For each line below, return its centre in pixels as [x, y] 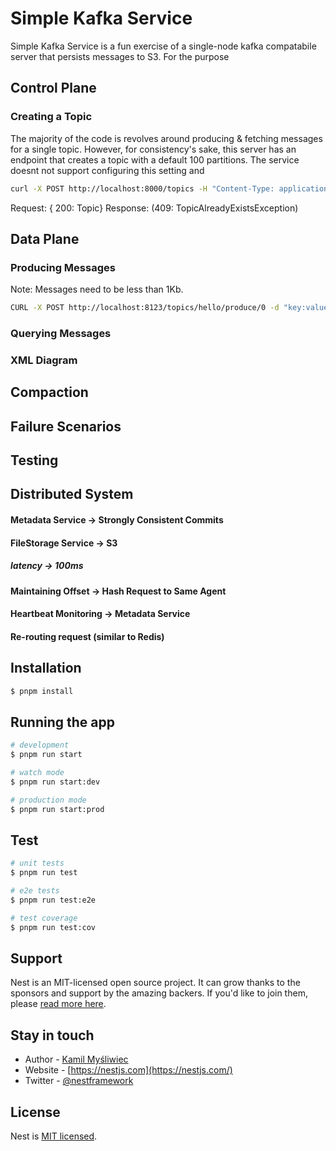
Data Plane [45, 238]
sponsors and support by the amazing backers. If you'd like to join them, [159, 993]
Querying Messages [61, 333]
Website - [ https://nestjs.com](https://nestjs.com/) [128, 1070]
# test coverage [44, 918]
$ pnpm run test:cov [53, 927]
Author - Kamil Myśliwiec [76, 1059]
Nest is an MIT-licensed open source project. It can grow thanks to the [155, 983]
